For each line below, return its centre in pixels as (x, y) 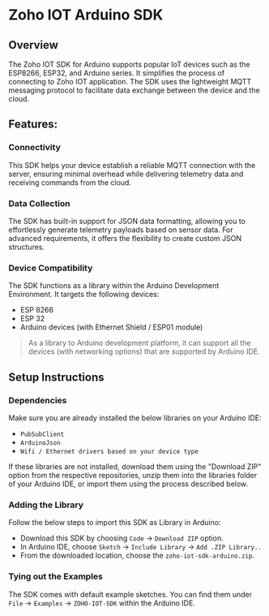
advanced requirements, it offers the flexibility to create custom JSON (125, 238)
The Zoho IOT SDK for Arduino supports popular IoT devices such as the (129, 64)
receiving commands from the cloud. (70, 182)
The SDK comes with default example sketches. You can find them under (130, 594)
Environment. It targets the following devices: (84, 295)
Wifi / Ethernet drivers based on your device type (109, 451)
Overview (34, 45)
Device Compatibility (51, 268)
